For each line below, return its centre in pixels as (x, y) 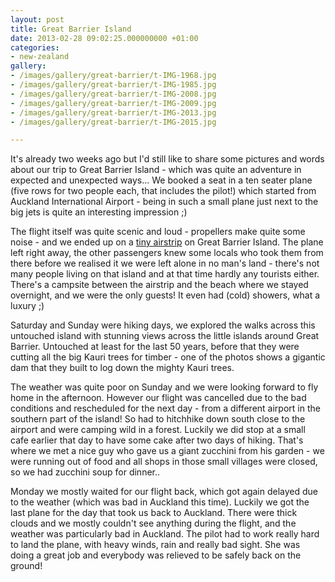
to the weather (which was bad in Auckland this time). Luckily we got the (160, 502)
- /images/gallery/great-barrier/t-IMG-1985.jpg (113, 85)
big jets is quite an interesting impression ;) (99, 212)
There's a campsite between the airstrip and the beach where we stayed (159, 285)
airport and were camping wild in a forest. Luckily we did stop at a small (158, 430)
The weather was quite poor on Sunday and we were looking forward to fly (164, 387)
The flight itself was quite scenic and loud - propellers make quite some (158, 232)
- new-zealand (40, 57)
